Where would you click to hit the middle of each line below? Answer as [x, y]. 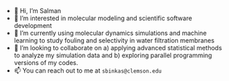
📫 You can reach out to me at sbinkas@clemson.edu [88, 71]
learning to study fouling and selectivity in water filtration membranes [114, 40]
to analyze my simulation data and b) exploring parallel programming [113, 55]
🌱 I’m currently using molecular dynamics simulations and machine [110, 33]
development [33, 25]
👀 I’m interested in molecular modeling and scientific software [103, 18]
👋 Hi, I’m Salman [37, 11]
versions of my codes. [46, 62]
